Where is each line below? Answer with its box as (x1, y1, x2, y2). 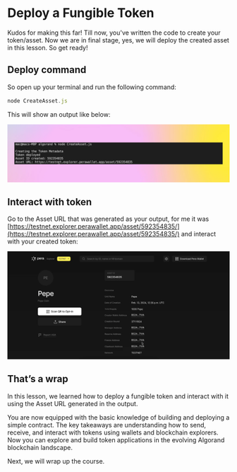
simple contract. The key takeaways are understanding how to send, (7, 420, 207, 429)
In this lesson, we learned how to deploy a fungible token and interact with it (7, 391, 229, 401)
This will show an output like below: (7, 110, 111, 118)
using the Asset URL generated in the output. (7, 399, 138, 408)
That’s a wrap (7, 373, 68, 385)
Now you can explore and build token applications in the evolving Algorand (7, 435, 225, 444)
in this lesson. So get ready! (7, 43, 88, 52)
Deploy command (7, 64, 87, 76)
